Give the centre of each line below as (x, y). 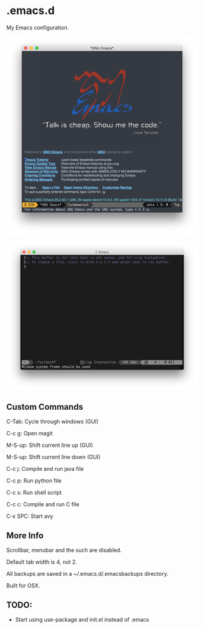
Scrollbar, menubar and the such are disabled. (64, 550)
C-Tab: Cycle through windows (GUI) (53, 421)
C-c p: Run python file (34, 481)
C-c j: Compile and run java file (45, 469)
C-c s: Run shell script (34, 493)
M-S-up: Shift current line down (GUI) (53, 457)
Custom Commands (45, 407)
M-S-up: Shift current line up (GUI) (50, 445)
